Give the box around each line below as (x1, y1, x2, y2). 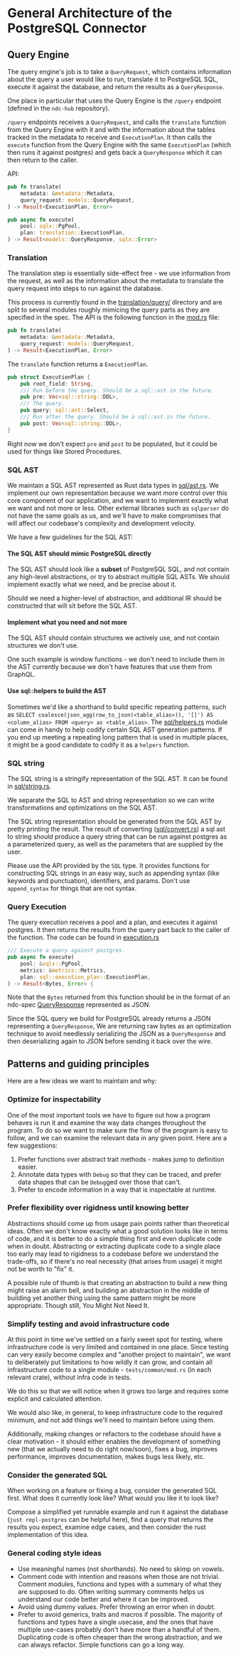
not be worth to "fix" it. (7, 1264, 75, 1273)
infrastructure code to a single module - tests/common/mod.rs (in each (7, 1366, 212, 1374)
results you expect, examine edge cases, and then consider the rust (7, 1523, 206, 1531)
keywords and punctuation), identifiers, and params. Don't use (7, 876, 190, 885)
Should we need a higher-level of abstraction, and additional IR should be (7, 594, 222, 603)
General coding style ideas (7, 1548, 102, 1558)
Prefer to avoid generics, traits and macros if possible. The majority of (17, 1610, 223, 1618)
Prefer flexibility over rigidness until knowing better (7, 1203, 190, 1213)
